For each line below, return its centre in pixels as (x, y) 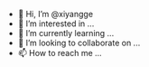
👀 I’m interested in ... (56, 24)
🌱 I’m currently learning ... (66, 33)
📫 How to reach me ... (60, 53)
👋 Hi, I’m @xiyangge (55, 14)
